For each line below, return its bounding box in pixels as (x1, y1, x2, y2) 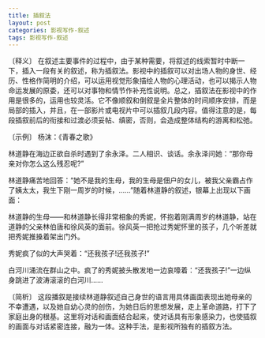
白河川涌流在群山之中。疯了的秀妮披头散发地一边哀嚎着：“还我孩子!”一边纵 (8, 265, 252, 275)
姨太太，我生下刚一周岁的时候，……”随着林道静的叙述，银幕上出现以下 (14, 186, 244, 195)
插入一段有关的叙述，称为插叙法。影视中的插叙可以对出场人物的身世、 (21, 66, 250, 76)
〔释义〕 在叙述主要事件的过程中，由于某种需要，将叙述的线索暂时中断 (8, 56, 238, 66)
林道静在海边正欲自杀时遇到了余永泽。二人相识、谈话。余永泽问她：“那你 (8, 149, 247, 159)
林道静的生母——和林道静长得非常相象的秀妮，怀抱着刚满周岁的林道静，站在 (8, 212, 257, 222)
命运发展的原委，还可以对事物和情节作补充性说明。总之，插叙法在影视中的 (8, 86, 250, 96)
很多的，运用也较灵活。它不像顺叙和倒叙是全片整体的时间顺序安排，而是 (21, 96, 257, 105)
